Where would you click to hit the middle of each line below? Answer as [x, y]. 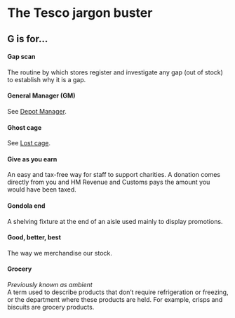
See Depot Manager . [37, 111]
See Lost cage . [29, 143]
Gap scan [21, 57]
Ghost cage [25, 127]
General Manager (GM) [41, 95]
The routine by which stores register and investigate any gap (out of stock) [115, 72]
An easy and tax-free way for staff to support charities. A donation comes [114, 175]
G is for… [28, 39]
